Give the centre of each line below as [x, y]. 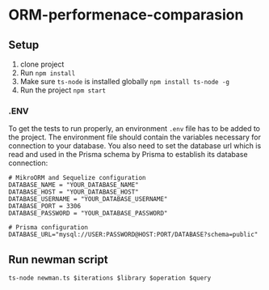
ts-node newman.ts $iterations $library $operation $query [110, 278]
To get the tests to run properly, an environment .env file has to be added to [134, 129]
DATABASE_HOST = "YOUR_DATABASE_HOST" [74, 192]
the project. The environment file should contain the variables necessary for [134, 137]
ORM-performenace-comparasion [126, 15]
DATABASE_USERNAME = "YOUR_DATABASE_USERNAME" [88, 199]
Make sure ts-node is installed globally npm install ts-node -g [125, 81]
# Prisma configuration [48, 228]
